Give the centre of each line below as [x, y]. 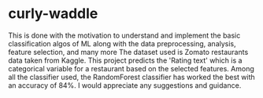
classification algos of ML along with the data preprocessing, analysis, [122, 43]
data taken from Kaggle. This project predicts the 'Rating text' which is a [125, 60]
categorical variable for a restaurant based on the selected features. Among [131, 68]
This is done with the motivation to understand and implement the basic [124, 35]
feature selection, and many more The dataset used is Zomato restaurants [128, 52]
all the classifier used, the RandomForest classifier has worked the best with [132, 77]
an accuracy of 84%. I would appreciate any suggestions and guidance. [125, 85]
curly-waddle [53, 14]
